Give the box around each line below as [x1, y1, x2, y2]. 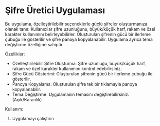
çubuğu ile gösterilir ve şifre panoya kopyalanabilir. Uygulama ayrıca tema [5, 36, 153, 42]
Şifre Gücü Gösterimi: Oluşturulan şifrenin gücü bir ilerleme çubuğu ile [12, 71, 153, 76]
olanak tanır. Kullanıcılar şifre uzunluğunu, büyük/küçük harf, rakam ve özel [5, 26, 156, 32]
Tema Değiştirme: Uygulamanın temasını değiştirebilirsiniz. [12, 91, 130, 97]
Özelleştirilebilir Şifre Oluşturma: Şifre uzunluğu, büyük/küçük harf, [12, 60, 146, 66]
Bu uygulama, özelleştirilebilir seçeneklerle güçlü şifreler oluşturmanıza [5, 21, 147, 27]
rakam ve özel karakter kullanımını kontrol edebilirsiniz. [12, 66, 122, 72]
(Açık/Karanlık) [12, 96, 42, 102]
